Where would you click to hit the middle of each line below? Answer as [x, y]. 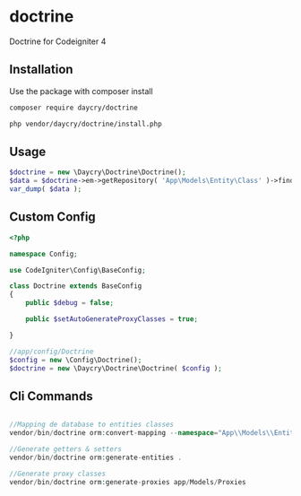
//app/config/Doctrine [52, 352]
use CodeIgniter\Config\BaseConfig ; [77, 270]
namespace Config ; [43, 254]
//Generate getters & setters [66, 449]
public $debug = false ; [70, 303]
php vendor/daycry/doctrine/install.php [86, 124]
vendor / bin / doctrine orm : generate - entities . [95, 457]
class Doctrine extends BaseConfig [76, 286]
